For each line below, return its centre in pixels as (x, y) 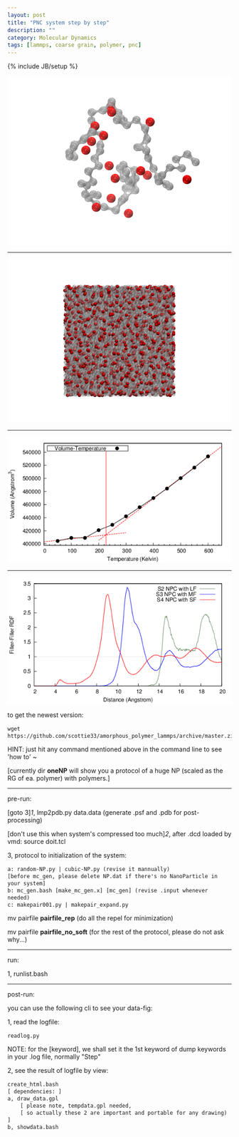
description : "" (31, 30)
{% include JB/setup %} (43, 66)
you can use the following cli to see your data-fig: (80, 1008)
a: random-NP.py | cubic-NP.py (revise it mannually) (89, 869)
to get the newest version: (46, 715)
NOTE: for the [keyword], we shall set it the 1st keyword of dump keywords (117, 1049)
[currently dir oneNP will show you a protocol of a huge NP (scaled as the (115, 771)
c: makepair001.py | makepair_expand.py (68, 905)
